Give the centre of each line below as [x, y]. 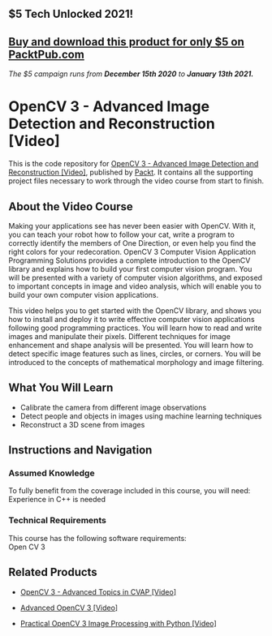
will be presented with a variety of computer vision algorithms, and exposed [135, 277]
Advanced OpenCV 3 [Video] [69, 608]
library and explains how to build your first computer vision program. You [130, 269]
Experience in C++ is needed [57, 500]
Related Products [53, 572]
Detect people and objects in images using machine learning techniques [141, 416]
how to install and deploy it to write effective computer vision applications [132, 319]
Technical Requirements [58, 521]
